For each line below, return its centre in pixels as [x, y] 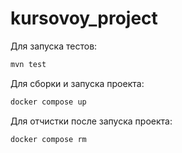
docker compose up [48, 102]
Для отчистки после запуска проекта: [91, 121]
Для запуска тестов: [54, 46]
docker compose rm [48, 139]
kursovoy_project [84, 18]
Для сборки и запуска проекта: [77, 83]
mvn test [28, 64]
